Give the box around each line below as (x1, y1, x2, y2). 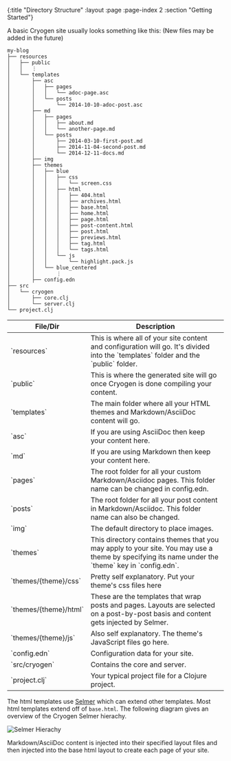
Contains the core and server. (90, 660, 187, 669)
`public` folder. (90, 359, 138, 368)
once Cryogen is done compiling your (90, 379, 212, 388)
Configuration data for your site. (90, 649, 194, 658)
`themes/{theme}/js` (10, 633, 76, 642)
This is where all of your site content (90, 334, 208, 343)
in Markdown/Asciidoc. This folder (90, 504, 201, 513)
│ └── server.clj (7, 301, 76, 307)
